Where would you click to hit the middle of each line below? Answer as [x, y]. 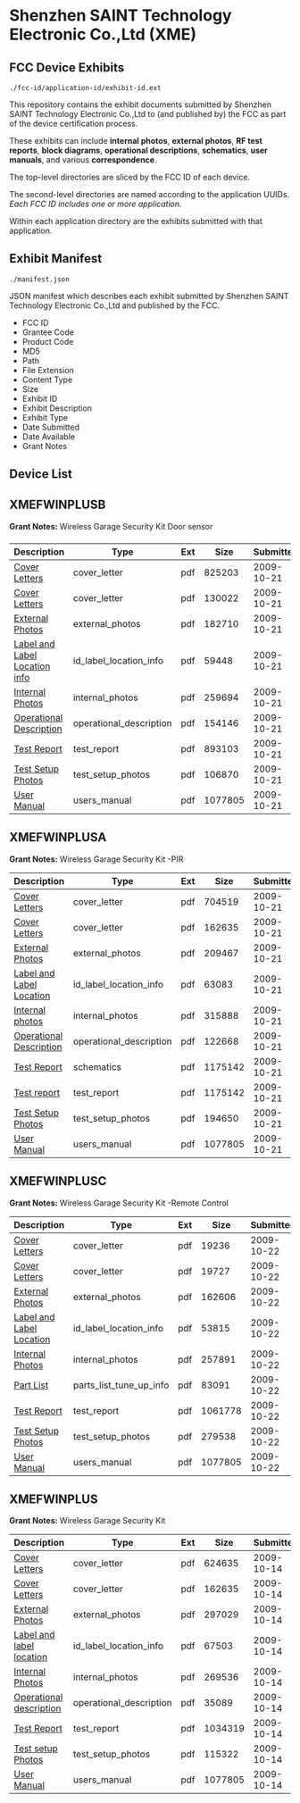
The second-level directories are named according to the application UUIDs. [150, 194]
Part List [31, 1385]
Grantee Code [48, 332]
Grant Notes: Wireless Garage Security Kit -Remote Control [119, 1203]
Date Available [49, 436]
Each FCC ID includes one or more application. [96, 204]
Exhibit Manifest [56, 259]
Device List [41, 474]
